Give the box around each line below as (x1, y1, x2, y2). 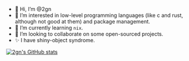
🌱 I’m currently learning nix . (14, 24, 83, 31)
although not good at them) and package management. (14, 18, 150, 25)
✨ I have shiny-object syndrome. (14, 37, 95, 43)
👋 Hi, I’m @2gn (14, 6, 52, 12)
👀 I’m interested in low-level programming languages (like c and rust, (14, 12, 183, 19)
